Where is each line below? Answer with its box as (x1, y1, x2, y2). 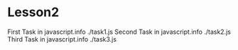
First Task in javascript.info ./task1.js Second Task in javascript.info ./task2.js (7, 27, 231, 36)
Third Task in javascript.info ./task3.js (7, 35, 117, 43)
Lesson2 (7, 4, 60, 20)
